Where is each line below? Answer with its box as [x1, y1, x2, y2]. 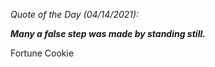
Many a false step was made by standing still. [10, 28, 206, 39]
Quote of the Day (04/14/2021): [10, 9, 140, 20]
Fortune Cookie [10, 47, 75, 59]
